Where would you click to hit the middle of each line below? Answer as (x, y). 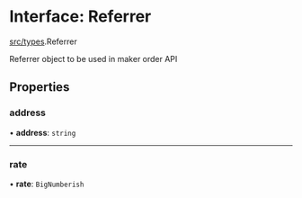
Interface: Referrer (80, 17)
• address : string (43, 132)
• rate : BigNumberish (47, 184)
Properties (40, 87)
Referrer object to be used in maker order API (93, 58)
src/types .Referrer (44, 41)
